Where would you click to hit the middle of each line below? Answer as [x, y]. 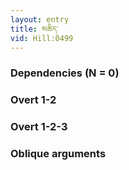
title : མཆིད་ [34, 29]
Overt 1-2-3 [39, 127]
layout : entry [40, 19]
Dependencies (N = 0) [65, 73]
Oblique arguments [58, 154]
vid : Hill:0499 [42, 38]
